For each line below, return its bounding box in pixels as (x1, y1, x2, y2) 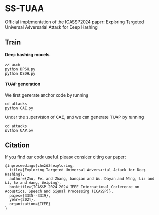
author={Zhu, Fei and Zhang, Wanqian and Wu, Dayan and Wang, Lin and (9, 176, 155, 181)
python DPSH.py (5, 66, 36, 72)
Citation (5, 141, 30, 149)
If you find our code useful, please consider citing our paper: (5, 154, 126, 160)
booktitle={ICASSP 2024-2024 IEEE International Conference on (9, 184, 139, 189)
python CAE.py (5, 105, 34, 111)
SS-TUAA (5, 3, 44, 14)
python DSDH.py (5, 71, 36, 76)
